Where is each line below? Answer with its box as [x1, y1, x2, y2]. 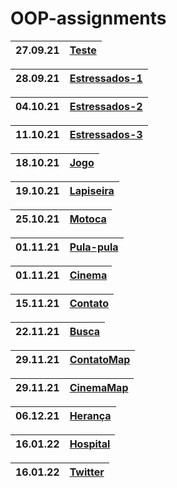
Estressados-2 [69, 99, 143, 113]
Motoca [69, 212, 107, 226]
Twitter [69, 465, 105, 479]
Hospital [69, 437, 111, 451]
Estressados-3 [69, 127, 143, 141]
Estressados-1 [69, 71, 143, 85]
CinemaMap [69, 380, 129, 394]
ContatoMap [69, 352, 131, 366]
